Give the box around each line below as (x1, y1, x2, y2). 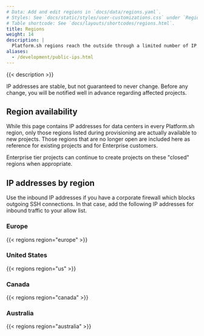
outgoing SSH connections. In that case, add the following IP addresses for (6, 201, 194, 208)
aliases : (6, 49, 29, 55)
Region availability (6, 107, 78, 117)
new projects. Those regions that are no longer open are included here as (6, 135, 190, 143)
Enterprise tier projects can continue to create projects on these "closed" (6, 154, 189, 161)
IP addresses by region (6, 177, 95, 188)
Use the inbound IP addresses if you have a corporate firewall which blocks (6, 194, 195, 201)
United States (6, 251, 47, 259)
